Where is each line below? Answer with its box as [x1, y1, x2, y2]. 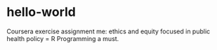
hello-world [6, 4, 77, 20]
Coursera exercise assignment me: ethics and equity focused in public [6, 27, 211, 35]
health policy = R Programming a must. [6, 34, 119, 42]
